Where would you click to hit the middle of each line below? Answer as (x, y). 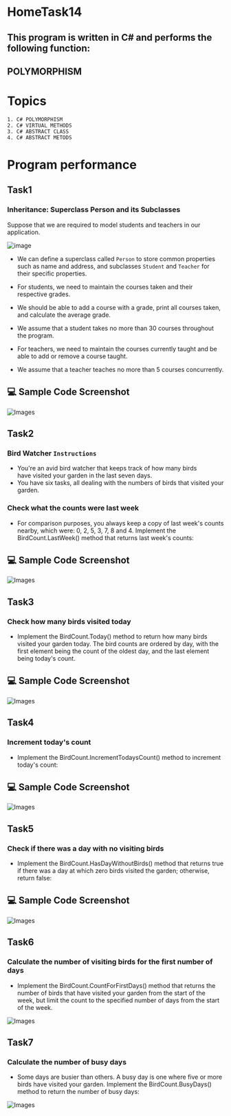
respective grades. (44, 294)
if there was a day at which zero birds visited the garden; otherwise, (113, 871)
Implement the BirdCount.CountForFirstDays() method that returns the (116, 985)
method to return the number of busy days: (78, 1092)
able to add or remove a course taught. (72, 356)
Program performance (72, 165)
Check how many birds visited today (69, 621)
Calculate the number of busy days (67, 1062)
